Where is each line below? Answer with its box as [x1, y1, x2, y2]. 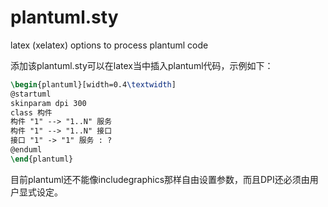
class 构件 [10, 107, 53, 118]
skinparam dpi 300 [10, 98, 87, 108]
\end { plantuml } [10, 154, 74, 164]
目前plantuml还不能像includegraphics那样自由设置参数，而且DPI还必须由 [10, 173, 310, 185]
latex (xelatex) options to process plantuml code [10, 39, 209, 51]
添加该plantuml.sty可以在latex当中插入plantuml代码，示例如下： [10, 59, 274, 71]
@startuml [10, 89, 52, 99]
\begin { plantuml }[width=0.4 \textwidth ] [10, 79, 177, 90]
